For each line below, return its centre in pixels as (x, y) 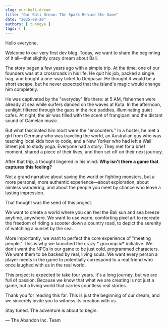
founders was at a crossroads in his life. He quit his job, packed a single (80, 73)
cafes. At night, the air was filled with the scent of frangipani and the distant (84, 115)
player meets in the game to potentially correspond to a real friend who (79, 260)
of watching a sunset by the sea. (39, 229)
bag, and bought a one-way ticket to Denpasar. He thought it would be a (80, 79)
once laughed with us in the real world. (46, 265)
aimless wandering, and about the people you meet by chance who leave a (83, 188)
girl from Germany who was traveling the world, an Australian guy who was (83, 136)
